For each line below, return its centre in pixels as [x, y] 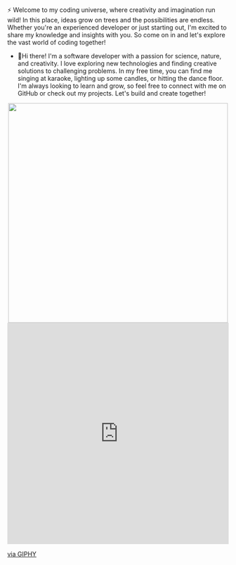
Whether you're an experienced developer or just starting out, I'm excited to [117, 27]
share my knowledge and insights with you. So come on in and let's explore [117, 35]
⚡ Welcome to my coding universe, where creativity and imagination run [111, 10]
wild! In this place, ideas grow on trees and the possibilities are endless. [111, 20]
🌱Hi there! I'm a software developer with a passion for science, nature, [119, 56]
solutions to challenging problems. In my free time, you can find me [115, 71]
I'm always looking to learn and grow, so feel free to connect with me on [122, 86]
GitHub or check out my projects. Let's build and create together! [112, 93]
